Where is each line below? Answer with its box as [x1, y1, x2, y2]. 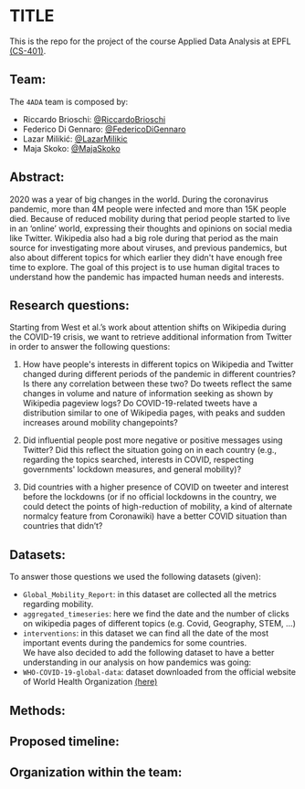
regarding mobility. [22, 599, 94, 610]
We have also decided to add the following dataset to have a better [22, 647, 275, 658]
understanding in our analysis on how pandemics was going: [22, 657, 252, 668]
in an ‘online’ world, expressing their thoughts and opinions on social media [9, 223, 292, 234]
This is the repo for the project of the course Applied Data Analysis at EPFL [9, 36, 291, 47]
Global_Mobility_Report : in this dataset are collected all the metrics [22, 589, 277, 600]
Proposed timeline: [9, 733, 121, 749]
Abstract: [9, 170, 65, 185]
